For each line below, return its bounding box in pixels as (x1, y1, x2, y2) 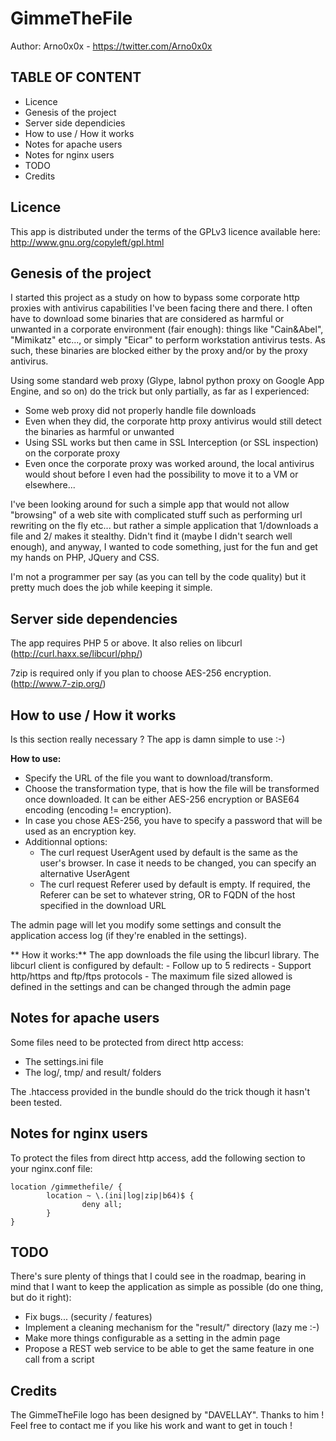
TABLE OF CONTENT (10, 69, 142, 86)
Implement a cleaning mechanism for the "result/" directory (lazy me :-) (24, 1322, 320, 1334)
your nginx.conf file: (10, 1162, 93, 1174)
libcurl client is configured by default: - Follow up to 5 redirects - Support (10, 960, 312, 971)
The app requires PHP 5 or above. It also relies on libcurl (10, 637, 243, 649)
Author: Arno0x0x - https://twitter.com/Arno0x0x (10, 40, 213, 52)
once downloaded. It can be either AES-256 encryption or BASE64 (24, 793, 300, 805)
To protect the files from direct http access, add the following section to (10, 1152, 306, 1164)
